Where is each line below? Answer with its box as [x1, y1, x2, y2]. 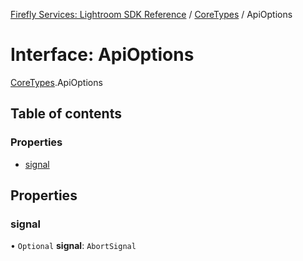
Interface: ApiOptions [10, 44, 195, 66]
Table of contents [10, 105, 122, 123]
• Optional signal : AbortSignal [10, 240, 137, 252]
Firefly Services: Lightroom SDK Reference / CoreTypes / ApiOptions [10, 9, 293, 20]
